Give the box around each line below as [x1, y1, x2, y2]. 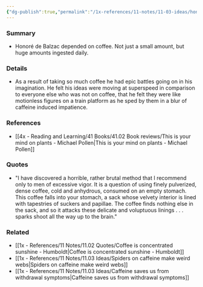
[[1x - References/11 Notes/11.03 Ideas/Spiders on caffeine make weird [14, 255, 190, 262]
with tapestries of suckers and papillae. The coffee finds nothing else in [14, 200, 193, 207]
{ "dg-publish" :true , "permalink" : [6, 8, 91, 15]
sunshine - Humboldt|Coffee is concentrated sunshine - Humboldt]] [14, 248, 184, 256]
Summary [6, 28, 36, 37]
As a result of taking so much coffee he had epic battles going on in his [14, 78, 193, 85]
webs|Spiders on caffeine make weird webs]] [14, 261, 128, 268]
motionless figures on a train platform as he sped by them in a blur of [14, 97, 187, 105]
